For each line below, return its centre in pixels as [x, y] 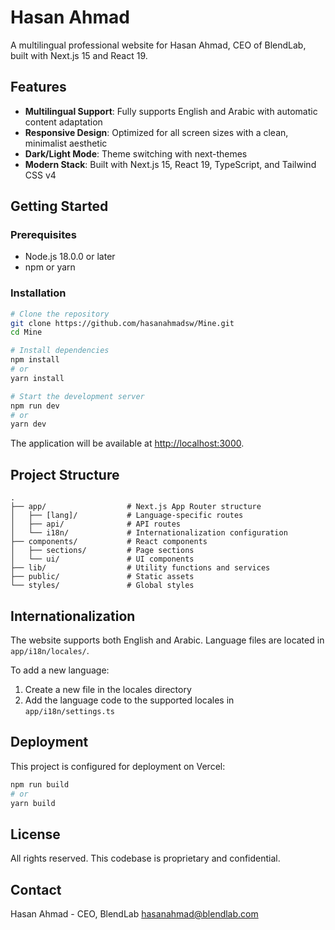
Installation [38, 293]
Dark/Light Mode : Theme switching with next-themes [136, 153]
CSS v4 [40, 175]
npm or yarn [50, 267]
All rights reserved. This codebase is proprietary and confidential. [145, 858]
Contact [36, 889]
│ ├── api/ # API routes [96, 524]
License [35, 834]
